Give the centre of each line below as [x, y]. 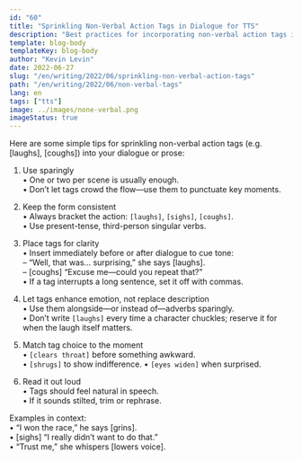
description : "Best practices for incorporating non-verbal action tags [148, 34]
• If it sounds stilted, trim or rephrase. [92, 401]
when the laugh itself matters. [77, 328]
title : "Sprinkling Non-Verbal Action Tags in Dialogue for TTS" [134, 26]
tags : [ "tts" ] [36, 101]
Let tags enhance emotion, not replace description [115, 299]
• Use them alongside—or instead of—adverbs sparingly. [129, 309]
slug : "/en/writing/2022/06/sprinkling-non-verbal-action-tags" [132, 76]
